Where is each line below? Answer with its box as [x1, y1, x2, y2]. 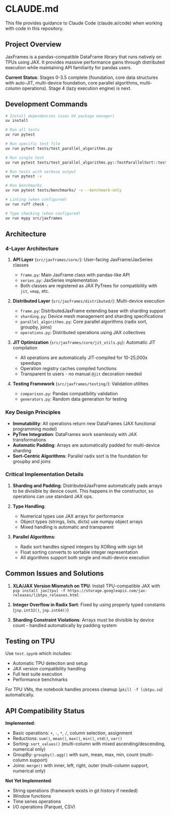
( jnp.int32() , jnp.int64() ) [12, 607, 69, 613]
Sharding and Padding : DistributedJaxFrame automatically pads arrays [12, 482, 162, 488]
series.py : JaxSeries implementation [20, 277, 98, 283]
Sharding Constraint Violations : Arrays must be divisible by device [12, 617, 154, 623]
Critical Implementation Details [5, 471, 84, 478]
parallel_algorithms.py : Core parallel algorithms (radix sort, [20, 319, 148, 325]
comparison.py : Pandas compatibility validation [20, 391, 118, 397]
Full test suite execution [12, 671, 63, 677]
